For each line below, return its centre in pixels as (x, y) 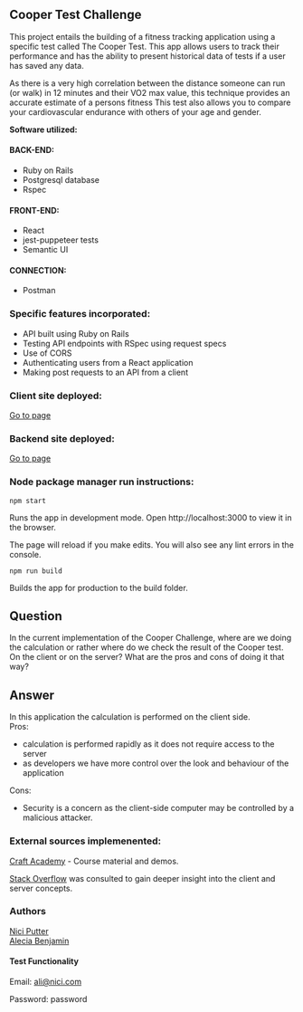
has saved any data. (47, 65)
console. (26, 554)
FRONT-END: (34, 210)
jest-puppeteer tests (61, 240)
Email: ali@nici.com (46, 982)
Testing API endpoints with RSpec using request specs (124, 343)
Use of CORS (47, 353)
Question (36, 616)
